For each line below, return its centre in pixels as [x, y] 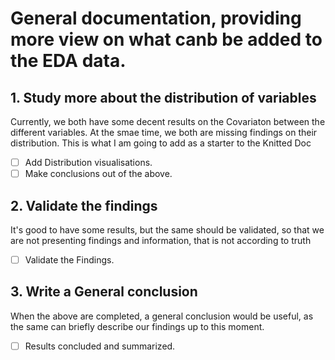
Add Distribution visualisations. [88, 162]
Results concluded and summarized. [100, 346]
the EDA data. [68, 61]
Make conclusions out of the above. [98, 174]
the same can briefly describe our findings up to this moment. [137, 326]
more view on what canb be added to [166, 39]
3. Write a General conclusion [104, 292]
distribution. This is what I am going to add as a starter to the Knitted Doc [161, 143]
